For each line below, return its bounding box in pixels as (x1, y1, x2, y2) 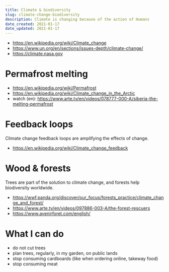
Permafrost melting (5, 69, 88, 80)
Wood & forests (5, 163, 71, 174)
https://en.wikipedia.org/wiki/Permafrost (12, 85, 97, 91)
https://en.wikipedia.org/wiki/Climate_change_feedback (12, 145, 128, 151)
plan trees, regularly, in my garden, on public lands (12, 250, 118, 256)
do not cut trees (12, 245, 46, 251)
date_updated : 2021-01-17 (5, 26, 59, 31)
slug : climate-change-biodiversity (5, 12, 80, 17)
